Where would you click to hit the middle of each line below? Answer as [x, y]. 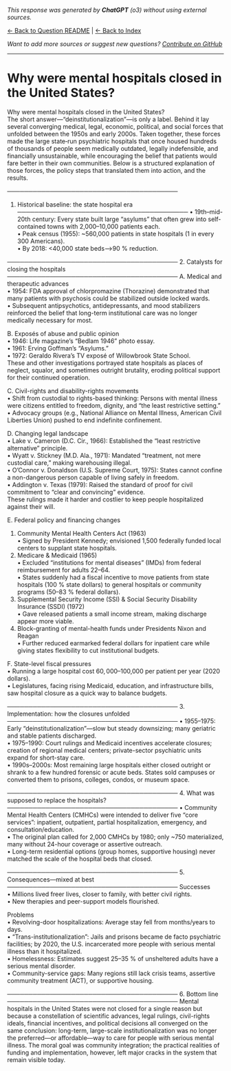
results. [18, 178]
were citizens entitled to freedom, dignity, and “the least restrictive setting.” [114, 405]
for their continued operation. [49, 377]
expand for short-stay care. [46, 758]
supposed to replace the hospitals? [57, 800]
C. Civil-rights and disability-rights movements [73, 391]
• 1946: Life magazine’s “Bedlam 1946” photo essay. [81, 341]
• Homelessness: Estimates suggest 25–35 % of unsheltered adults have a [113, 958]
